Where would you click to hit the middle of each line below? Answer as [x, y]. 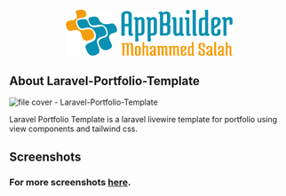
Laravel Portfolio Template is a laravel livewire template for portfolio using [143, 120]
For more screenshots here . [70, 182]
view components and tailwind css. [74, 129]
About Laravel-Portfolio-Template [104, 81]
